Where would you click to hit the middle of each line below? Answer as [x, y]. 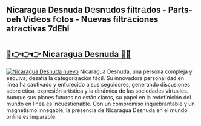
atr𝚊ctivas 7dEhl [38, 29]
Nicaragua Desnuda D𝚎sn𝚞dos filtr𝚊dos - [86, 10]
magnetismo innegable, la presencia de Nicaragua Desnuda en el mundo [97, 110]
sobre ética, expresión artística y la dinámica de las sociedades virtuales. [97, 91]
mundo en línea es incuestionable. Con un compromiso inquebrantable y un [100, 104]
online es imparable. [31, 117]
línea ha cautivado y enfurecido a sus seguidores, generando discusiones [98, 85]
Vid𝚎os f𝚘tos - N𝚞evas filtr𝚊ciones [91, 20]
